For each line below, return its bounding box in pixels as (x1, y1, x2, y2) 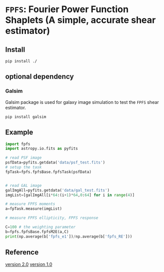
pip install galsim (5, 114, 47, 120)
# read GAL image (5, 183, 42, 188)
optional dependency (5, 72, 74, 81)
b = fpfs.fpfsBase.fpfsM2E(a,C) (5, 229, 69, 234)
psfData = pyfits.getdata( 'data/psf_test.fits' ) (5, 160, 105, 165)
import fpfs (5, 141, 30, 146)
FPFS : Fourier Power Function (5, 4, 129, 15)
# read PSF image (5, 156, 42, 161)
